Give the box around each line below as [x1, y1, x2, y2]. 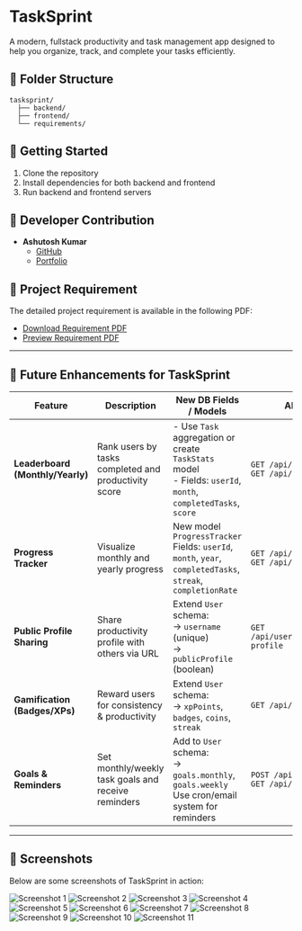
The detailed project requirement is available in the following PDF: [9, 306, 253, 317]
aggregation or [173, 432, 235, 443]
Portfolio [35, 255, 67, 266]
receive [97, 784, 129, 797]
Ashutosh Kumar [22, 237, 87, 247]
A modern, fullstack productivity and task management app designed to [9, 36, 276, 47]
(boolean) [173, 663, 215, 676]
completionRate [173, 586, 238, 595]
